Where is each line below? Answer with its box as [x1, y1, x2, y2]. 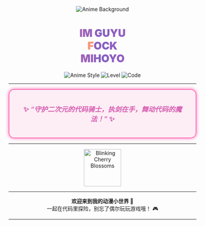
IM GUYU [79, 27, 126, 40]
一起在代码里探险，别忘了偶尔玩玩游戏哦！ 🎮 [46, 205, 159, 212]
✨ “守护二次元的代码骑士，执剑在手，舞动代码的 [23, 105, 175, 113]
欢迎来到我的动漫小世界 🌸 [71, 197, 134, 205]
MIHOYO [80, 52, 125, 66]
